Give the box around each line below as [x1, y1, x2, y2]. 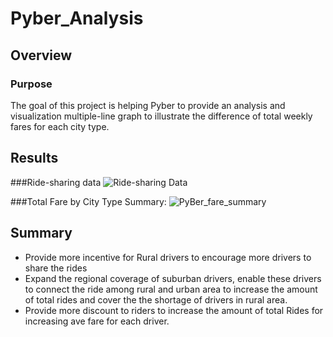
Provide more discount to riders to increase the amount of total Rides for [24, 304, 324, 316]
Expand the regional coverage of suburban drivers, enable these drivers [24, 272, 322, 284]
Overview [10, 47, 73, 64]
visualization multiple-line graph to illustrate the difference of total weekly [10, 110, 313, 122]
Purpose [10, 77, 53, 91]
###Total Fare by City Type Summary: [10, 195, 167, 207]
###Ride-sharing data [10, 176, 102, 188]
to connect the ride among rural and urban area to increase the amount [24, 283, 318, 295]
